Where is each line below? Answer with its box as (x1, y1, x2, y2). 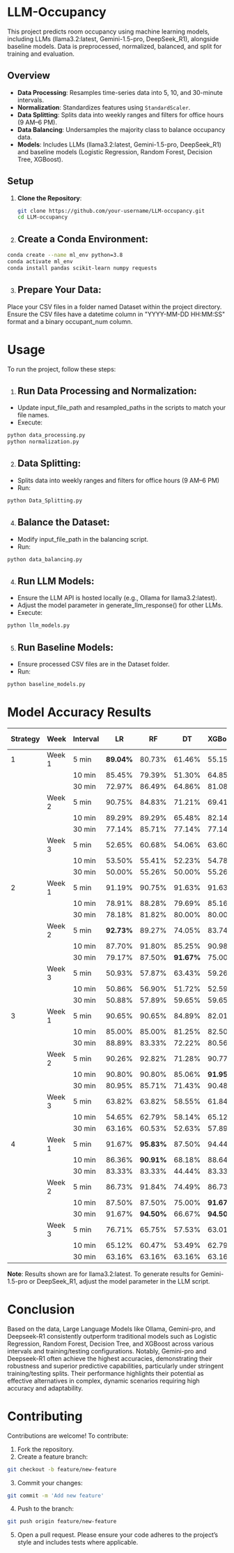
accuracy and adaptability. (7, 1383, 84, 1392)
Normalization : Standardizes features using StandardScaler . (17, 103, 191, 112)
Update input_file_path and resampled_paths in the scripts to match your (17, 403, 226, 412)
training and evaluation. (7, 50, 75, 58)
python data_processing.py (7, 432, 86, 439)
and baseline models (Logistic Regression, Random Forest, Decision (17, 147, 212, 156)
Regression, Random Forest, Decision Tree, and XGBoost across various (7, 1339, 214, 1348)
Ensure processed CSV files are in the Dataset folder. (17, 660, 170, 668)
